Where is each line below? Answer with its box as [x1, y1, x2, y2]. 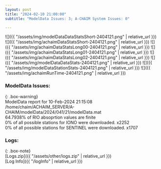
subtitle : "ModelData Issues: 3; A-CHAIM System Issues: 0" [5, 16, 130, 21]
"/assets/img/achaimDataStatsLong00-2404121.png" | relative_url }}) [11, 44, 150, 50]
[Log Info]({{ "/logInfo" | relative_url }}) [5, 158, 83, 164]
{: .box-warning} [5, 93, 38, 99]
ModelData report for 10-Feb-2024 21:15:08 [5, 99, 93, 105]
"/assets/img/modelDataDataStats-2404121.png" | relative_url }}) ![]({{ [11, 60, 152, 66]
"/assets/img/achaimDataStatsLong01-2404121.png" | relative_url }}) [11, 49, 149, 55]
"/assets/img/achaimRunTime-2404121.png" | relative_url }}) [5, 70, 126, 76]
